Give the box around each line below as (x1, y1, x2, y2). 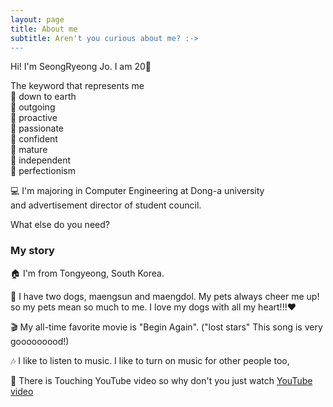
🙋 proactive (10, 112, 58, 124)
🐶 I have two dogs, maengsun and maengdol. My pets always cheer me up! (10, 290, 320, 302)
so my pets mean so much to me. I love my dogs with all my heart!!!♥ (10, 301, 297, 313)
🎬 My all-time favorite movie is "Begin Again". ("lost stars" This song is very (10, 321, 323, 333)
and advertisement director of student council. (10, 199, 202, 211)
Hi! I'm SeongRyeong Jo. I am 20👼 (10, 61, 152, 73)
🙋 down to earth (10, 91, 77, 103)
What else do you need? (10, 219, 110, 231)
